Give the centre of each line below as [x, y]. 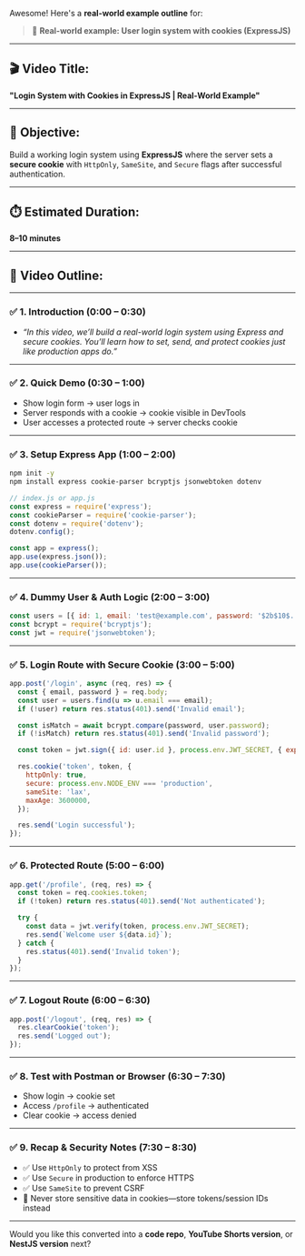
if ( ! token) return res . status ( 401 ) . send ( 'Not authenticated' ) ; [142, 901]
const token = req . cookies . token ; [83, 893]
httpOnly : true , [57, 775]
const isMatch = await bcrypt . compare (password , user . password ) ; [144, 725]
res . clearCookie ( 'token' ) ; [69, 1028]
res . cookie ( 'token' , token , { [74, 767]
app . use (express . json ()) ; [58, 557]
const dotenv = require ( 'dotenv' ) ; [77, 523]
